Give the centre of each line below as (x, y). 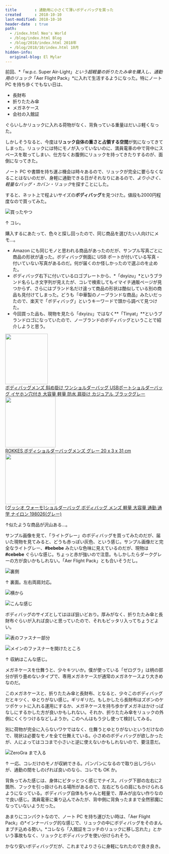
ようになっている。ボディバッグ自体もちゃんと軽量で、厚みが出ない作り (80, 793)
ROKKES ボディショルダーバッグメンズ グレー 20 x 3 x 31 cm (68, 451)
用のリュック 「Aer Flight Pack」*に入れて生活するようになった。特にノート (84, 78)
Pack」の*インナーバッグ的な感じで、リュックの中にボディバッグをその (79, 823)
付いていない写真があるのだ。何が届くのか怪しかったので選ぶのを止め (85, 263)
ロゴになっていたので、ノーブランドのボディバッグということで (92, 320)
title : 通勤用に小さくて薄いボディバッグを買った (60, 10)
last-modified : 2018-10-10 (33, 19)
